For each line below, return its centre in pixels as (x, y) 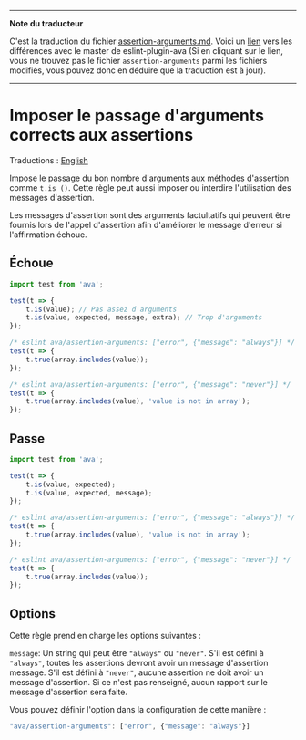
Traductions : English (49, 160)
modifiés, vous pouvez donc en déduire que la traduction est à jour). (138, 70)
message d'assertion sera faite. (68, 692)
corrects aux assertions (102, 135)
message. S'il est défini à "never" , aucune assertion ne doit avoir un (137, 672)
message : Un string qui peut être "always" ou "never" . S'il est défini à (137, 653)
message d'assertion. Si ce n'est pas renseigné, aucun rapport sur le (139, 683)
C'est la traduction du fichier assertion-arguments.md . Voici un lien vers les (151, 41)
